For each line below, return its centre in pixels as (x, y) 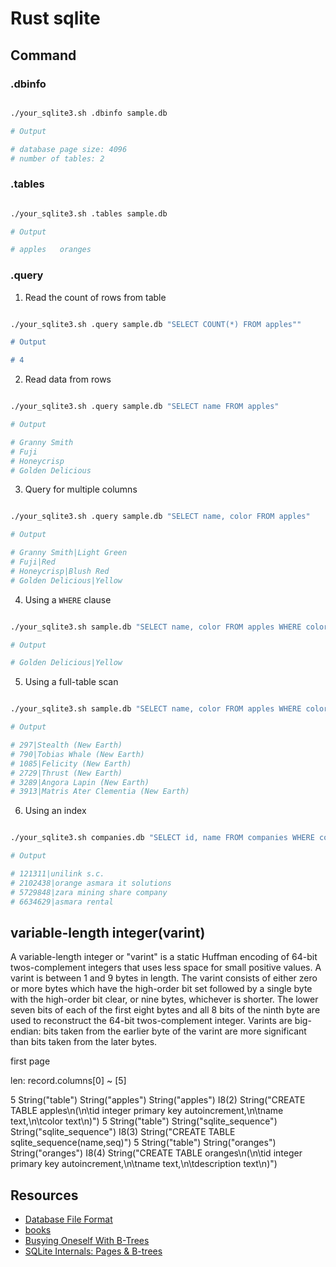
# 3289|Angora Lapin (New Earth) (80, 782)
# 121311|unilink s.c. (57, 874)
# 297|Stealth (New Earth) (66, 745)
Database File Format (68, 1219)
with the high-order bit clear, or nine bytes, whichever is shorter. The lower (164, 999)
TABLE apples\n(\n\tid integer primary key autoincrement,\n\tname (147, 1111)
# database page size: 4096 (69, 149)
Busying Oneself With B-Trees (87, 1241)
